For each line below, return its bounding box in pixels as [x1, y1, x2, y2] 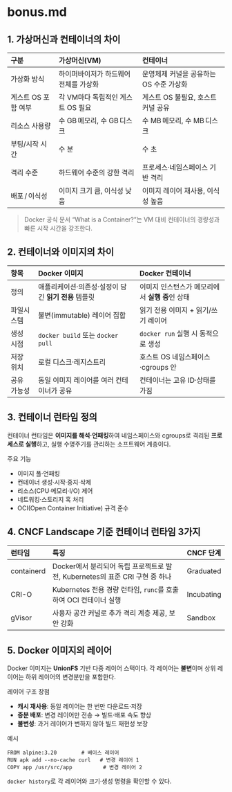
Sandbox [186, 613, 216, 623]
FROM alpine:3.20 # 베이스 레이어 [7, 749, 119, 757]
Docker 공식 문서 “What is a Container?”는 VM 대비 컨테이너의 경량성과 [23, 215, 220, 224]
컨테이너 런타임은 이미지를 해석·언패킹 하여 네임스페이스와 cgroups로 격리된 [7, 431, 210, 440]
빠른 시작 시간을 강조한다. [23, 224, 93, 232]
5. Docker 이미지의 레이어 [7, 645, 113, 656]
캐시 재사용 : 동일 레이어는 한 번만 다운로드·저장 [17, 702, 143, 710]
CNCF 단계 [186, 548, 222, 558]
